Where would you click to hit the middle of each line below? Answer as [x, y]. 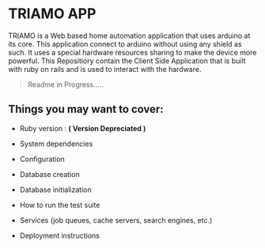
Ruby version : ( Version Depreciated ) [83, 128]
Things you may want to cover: [86, 109]
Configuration [42, 159]
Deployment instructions [60, 235]
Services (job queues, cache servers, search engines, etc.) [116, 220]
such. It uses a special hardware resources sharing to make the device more [132, 52]
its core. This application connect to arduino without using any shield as [125, 43]
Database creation [50, 174]
